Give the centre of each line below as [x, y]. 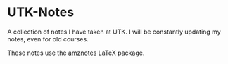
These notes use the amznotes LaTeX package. [76, 53]
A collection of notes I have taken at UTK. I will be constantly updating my [114, 32]
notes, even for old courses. [48, 39]
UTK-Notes [41, 12]
